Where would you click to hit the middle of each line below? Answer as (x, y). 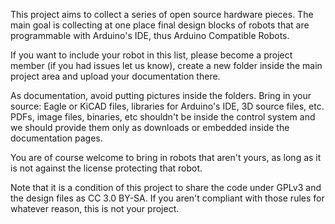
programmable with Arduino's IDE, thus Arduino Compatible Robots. (150, 35)
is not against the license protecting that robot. (106, 168)
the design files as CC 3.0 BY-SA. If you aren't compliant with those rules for (167, 198)
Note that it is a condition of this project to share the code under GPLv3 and (166, 187)
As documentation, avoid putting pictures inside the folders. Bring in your (161, 95)
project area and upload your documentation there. (115, 76)
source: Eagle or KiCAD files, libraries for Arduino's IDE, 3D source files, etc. (167, 106)
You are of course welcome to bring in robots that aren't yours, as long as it (166, 157)
